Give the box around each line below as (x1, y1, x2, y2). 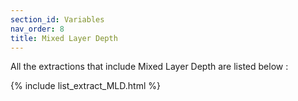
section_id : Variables (10, 14, 105, 25)
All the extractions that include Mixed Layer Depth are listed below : (10, 61, 289, 73)
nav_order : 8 (10, 24, 65, 34)
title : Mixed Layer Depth (10, 33, 118, 43)
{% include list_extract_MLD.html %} (10, 80, 161, 92)
